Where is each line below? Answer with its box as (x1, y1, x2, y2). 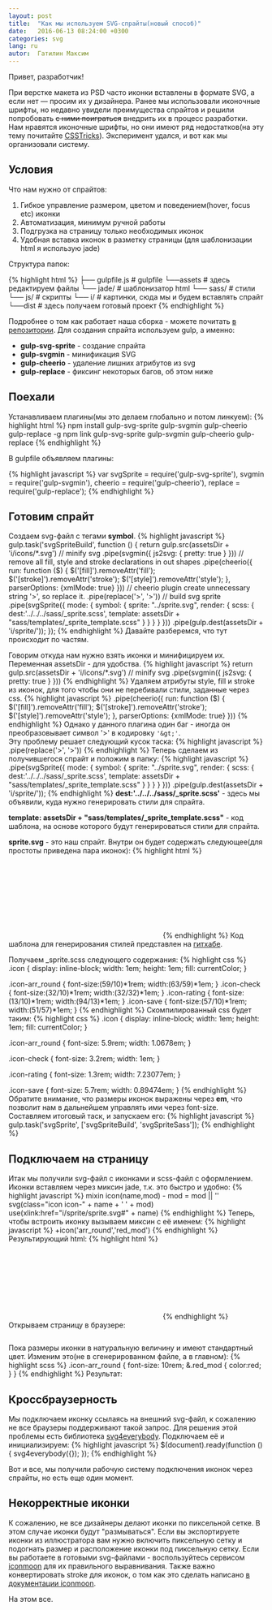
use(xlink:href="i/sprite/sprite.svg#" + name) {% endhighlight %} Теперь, (8, 1208, 256, 1218)
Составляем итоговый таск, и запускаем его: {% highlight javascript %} (8, 1111, 255, 1121)
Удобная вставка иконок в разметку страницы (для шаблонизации (19, 235, 253, 244)
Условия (8, 163, 54, 177)
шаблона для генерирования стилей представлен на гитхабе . (8, 939, 223, 949)
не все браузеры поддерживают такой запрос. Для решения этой (8, 1422, 238, 1433)
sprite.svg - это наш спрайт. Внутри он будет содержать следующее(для (8, 837, 263, 847)
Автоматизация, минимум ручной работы (19, 217, 166, 227)
